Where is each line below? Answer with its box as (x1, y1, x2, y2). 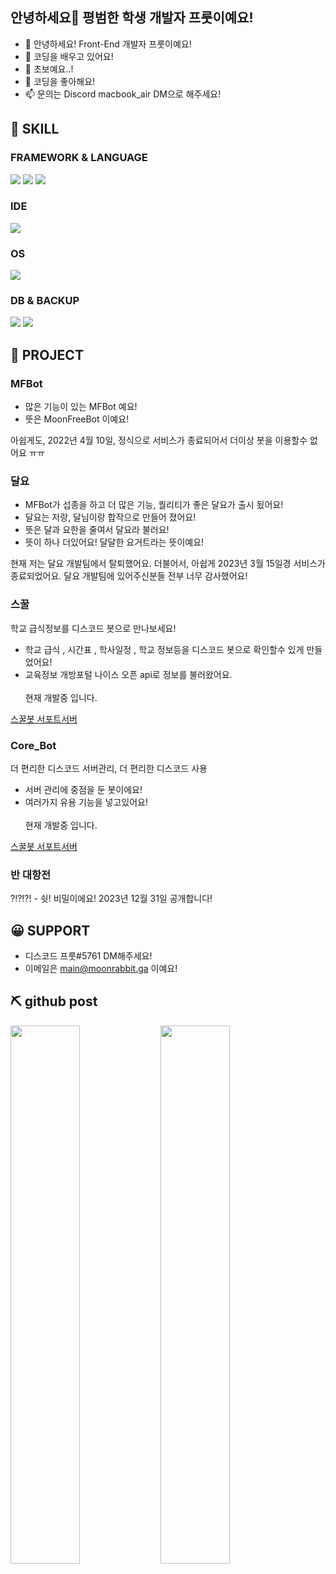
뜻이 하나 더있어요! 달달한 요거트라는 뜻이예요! (24, 536, 205, 548)
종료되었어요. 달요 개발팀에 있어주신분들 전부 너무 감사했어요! (10, 570, 248, 582)
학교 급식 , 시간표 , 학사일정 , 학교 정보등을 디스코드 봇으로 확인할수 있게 (24, 643, 305, 655)
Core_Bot (10, 738, 57, 752)
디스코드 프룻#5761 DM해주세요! (24, 950, 153, 962)
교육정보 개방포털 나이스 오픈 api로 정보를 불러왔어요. (24, 668, 233, 680)
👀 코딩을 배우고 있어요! (24, 50, 114, 62)
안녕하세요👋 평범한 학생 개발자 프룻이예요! (10, 9, 254, 27)
